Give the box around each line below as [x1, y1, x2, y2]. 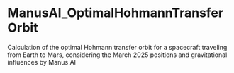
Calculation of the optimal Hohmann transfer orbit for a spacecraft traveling [7, 43, 228, 51]
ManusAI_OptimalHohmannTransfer [7, 5, 224, 21]
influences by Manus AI [7, 58, 77, 66]
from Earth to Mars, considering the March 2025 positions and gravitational [7, 51, 228, 59]
